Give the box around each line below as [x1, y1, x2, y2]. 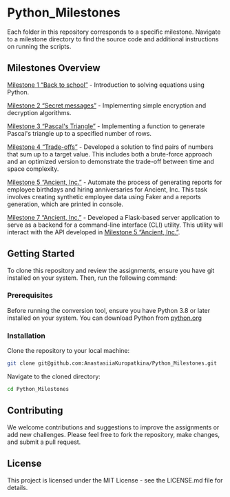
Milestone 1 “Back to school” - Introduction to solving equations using [7, 81, 205, 89]
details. [7, 483, 28, 491]
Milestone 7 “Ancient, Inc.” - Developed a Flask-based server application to [7, 213, 220, 221]
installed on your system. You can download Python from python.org [7, 314, 202, 322]
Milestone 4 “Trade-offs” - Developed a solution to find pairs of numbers [7, 143, 213, 151]
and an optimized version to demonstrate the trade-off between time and [7, 157, 215, 165]
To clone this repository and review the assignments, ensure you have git [7, 266, 215, 274]
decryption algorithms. [7, 108, 72, 116]
